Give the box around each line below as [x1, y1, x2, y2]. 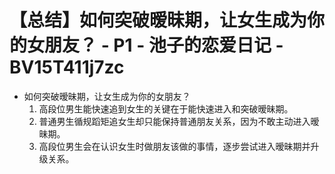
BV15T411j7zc [9, 56, 125, 79]
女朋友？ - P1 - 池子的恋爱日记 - [27, 34, 284, 57]
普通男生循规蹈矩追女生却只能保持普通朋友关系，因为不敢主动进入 [38, 115, 311, 127]
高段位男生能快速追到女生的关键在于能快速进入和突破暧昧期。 [38, 102, 294, 115]
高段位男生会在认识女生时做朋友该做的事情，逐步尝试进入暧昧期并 [38, 140, 311, 152]
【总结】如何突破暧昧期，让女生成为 [9, 9, 308, 32]
